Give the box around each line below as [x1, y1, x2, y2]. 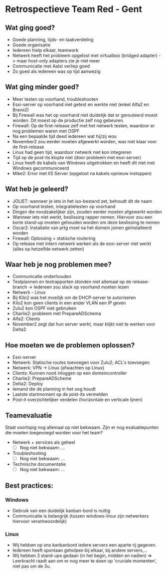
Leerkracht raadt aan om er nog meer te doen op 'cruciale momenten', [12, 558, 157, 564]
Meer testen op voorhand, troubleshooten [12, 96, 99, 102]
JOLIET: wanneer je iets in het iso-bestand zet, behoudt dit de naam [12, 198, 153, 204]
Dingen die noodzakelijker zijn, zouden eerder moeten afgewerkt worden [12, 209, 162, 215]
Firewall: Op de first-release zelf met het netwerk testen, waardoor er [12, 122, 155, 128]
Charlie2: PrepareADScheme [12, 375, 72, 381]
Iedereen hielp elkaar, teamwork [12, 47, 79, 53]
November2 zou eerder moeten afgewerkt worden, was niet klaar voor [12, 138, 157, 144]
